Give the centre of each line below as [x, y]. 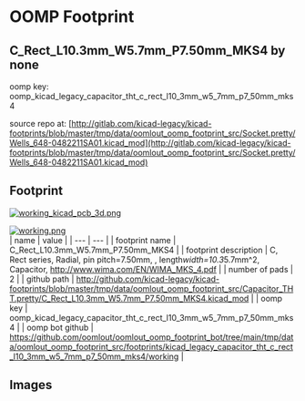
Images [31, 385]
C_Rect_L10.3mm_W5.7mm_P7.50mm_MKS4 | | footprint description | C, [144, 250]
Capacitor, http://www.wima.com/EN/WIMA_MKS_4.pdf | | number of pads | [152, 269]
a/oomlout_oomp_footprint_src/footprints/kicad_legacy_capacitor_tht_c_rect [152, 346]
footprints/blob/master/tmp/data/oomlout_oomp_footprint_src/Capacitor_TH [152, 288]
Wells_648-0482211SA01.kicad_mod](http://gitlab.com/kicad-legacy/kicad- [150, 143]
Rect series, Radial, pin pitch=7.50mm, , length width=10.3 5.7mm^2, [135, 259]
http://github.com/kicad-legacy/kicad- [148, 279]
